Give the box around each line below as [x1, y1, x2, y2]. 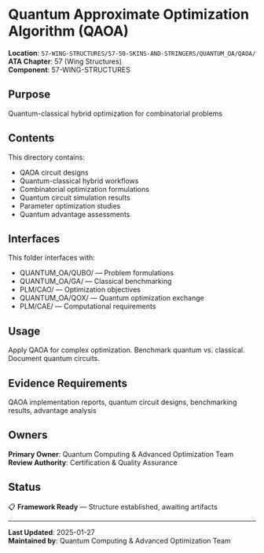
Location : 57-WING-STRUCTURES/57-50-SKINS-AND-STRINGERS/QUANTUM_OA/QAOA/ [8, 48, 256, 57]
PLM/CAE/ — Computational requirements [19, 301, 156, 312]
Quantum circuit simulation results [19, 193, 131, 202]
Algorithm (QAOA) [8, 22, 130, 40]
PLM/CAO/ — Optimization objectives [19, 285, 141, 294]
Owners [8, 429, 48, 442]
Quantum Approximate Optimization [8, 6, 250, 24]
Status [8, 481, 42, 494]
